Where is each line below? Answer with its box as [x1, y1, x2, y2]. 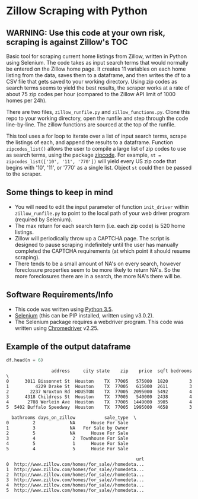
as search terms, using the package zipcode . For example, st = [6, 151, 161, 158]
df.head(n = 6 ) [6, 357, 44, 363]
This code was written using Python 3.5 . [14, 306, 113, 313]
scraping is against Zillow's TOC [6, 37, 129, 47]
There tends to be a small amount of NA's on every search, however [14, 260, 181, 267]
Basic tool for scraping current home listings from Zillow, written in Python [6, 53, 187, 60]
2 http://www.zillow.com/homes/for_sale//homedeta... [6, 472, 145, 478]
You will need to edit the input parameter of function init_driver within [14, 203, 189, 210]
